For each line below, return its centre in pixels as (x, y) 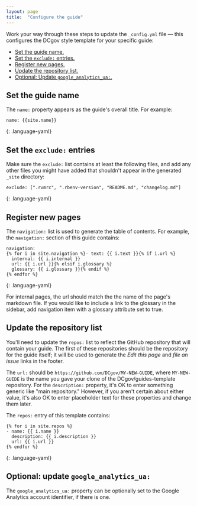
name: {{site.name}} (32, 121)
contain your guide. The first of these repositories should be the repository (97, 348)
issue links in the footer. (35, 361)
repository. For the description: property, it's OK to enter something (90, 385)
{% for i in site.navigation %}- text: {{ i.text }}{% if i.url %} (91, 254)
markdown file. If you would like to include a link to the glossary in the (91, 303)
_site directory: (25, 177)
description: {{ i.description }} (54, 436)
